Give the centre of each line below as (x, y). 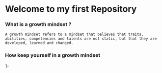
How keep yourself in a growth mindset (53, 55)
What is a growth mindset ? (38, 24)
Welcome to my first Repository (71, 9)
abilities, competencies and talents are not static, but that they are (81, 39)
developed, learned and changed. (39, 43)
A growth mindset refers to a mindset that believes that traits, (74, 35)
